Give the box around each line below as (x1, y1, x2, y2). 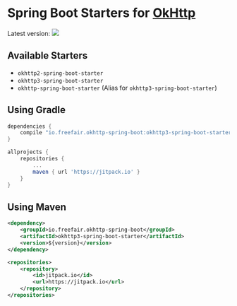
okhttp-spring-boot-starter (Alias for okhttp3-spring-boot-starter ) (17, 83, 217, 92)
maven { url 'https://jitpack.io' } (32, 168, 140, 175)
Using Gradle (7, 104, 66, 116)
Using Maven (7, 201, 67, 213)
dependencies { (7, 122, 52, 130)
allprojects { (7, 148, 49, 156)
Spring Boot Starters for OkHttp (7, 5, 196, 21)
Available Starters (7, 49, 88, 61)
